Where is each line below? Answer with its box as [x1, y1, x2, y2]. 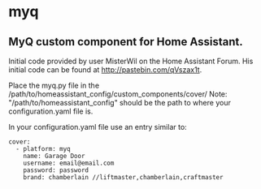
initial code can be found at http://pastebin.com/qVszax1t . [8, 65, 202, 75]
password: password [23, 166, 89, 174]
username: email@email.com [23, 159, 115, 167]
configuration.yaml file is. [8, 106, 94, 116]
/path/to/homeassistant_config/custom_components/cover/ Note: [8, 89, 228, 99]
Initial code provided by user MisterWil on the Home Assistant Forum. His [8, 56, 254, 66]
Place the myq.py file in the [8, 80, 100, 90]
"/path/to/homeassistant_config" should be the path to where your [8, 98, 232, 107]
